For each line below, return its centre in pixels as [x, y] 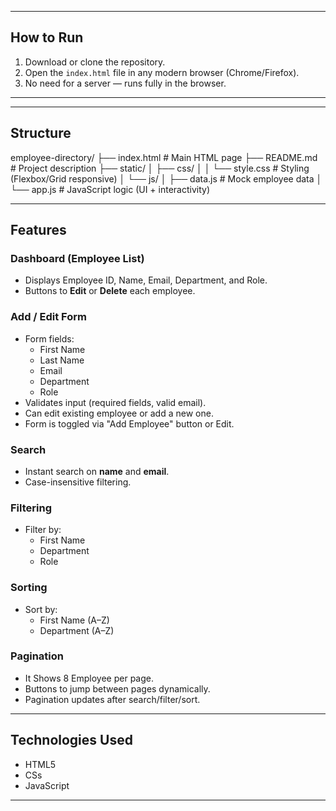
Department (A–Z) [77, 630]
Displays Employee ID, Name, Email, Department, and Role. [146, 280]
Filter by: [43, 530]
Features [38, 230]
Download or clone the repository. [95, 62]
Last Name [62, 360]
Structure [41, 133]
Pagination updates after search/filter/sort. [112, 699]
